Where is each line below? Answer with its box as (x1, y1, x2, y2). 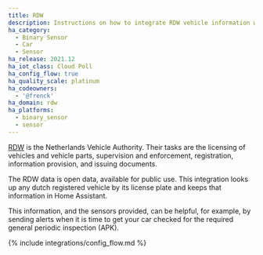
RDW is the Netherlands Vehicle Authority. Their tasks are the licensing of (8, 142, 246, 151)
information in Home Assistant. (8, 191, 108, 200)
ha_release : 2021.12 (8, 56, 76, 64)
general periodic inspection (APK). (8, 223, 120, 232)
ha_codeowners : (8, 84, 58, 93)
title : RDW (8, 11, 44, 20)
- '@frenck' (15, 92, 55, 100)
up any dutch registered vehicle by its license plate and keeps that (8, 182, 222, 192)
